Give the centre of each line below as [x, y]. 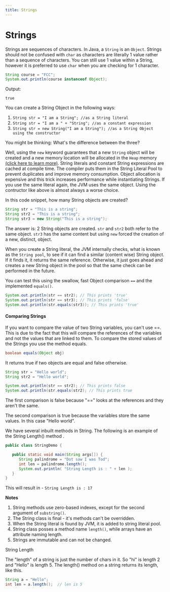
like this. [14, 570]
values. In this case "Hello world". [40, 421]
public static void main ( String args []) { [57, 455]
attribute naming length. [37, 535]
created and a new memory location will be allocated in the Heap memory [81, 158]
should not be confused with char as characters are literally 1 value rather [82, 54]
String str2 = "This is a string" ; [43, 214]
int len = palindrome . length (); [53, 464]
